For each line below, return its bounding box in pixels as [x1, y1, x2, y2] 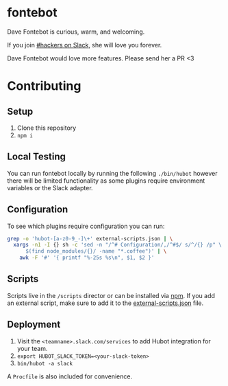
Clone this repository [16, 124, 77, 132]
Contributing [7, 78, 81, 94]
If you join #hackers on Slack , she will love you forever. [7, 41, 162, 49]
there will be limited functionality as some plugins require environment [7, 177, 205, 185]
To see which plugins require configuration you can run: [7, 222, 165, 230]
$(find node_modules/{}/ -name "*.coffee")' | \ [25, 248, 167, 255]
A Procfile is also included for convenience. [7, 372, 132, 381]
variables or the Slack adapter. [7, 183, 94, 192]
